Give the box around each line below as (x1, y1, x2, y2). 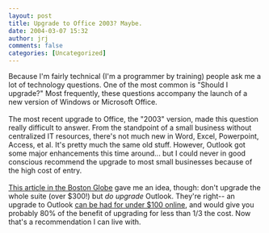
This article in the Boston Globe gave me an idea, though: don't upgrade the (8, 183, 261, 192)
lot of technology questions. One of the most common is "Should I (8, 80, 229, 89)
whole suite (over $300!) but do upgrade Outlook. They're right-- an (8, 191, 236, 201)
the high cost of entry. (8, 166, 82, 175)
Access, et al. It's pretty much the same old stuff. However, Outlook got (8, 140, 246, 149)
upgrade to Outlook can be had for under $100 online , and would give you (8, 200, 254, 210)
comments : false (8, 42, 63, 50)
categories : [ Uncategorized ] (8, 49, 107, 57)
